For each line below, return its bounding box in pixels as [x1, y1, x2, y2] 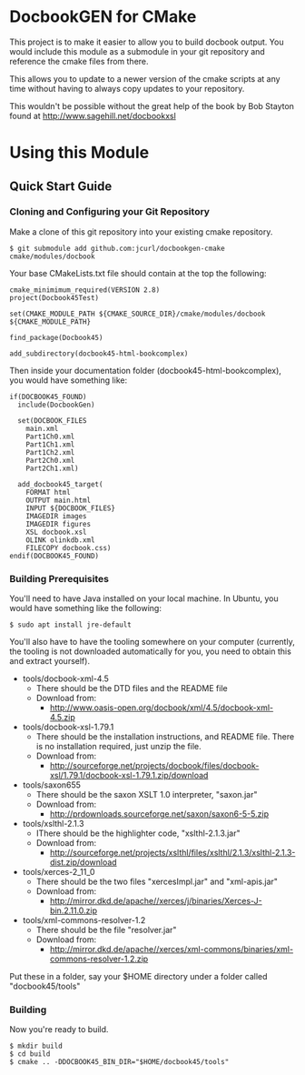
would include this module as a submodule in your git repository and [9, 45, 265, 56]
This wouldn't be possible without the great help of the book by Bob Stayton [9, 100, 295, 111]
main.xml [25, 424, 59, 433]
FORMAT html [25, 487, 71, 497]
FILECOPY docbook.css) [25, 543, 112, 552]
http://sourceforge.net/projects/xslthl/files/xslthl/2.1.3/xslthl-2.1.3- [49, 848, 296, 859]
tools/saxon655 [22, 779, 82, 790]
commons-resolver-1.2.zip [49, 953, 149, 965]
